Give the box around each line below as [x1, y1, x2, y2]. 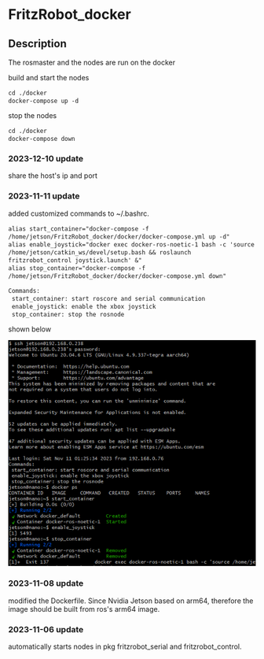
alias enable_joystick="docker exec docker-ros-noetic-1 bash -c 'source [8, 240, 255, 249]
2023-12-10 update [8, 153, 84, 164]
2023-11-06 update [8, 624, 84, 635]
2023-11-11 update [8, 191, 80, 202]
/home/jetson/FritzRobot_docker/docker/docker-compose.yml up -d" [8, 232, 230, 241]
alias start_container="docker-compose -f [8, 224, 149, 233]
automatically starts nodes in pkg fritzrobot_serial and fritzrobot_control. [8, 642, 242, 651]
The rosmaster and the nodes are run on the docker [8, 57, 175, 67]
